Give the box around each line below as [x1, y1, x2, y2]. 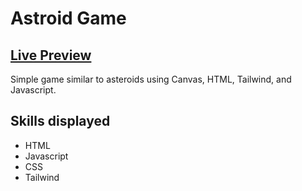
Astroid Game [10, 7, 127, 30]
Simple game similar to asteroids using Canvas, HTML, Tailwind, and [10, 73, 292, 85]
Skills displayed [10, 113, 111, 130]
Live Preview [10, 47, 92, 64]
